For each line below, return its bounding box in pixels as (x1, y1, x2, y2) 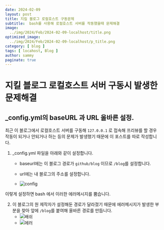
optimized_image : (5, 35, 41, 40)
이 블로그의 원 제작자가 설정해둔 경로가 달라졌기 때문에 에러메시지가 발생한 (12, 201, 154, 207)
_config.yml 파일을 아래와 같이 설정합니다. (12, 150, 93, 156)
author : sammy (5, 53, 34, 58)
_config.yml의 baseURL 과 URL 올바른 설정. (5, 114, 134, 122)
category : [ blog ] (5, 44, 45, 49)
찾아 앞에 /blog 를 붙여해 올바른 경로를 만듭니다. (21, 207, 112, 214)
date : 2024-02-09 (5, 7, 41, 12)
